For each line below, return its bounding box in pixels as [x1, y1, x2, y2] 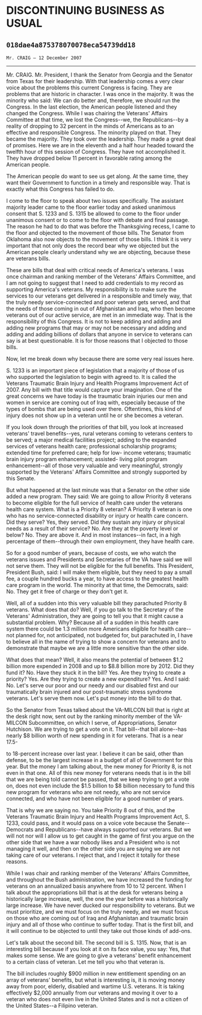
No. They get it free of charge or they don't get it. [6, 588, 129, 595]
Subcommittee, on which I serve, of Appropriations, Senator [28, 719, 177, 726]
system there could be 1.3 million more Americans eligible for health [6, 625, 174, 632]
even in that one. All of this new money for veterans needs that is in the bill [6, 769, 191, 776]
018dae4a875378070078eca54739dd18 [6, 40, 136, 49]
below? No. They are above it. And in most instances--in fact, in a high [6, 532, 181, 538]
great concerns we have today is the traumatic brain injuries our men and [6, 393, 188, 399]
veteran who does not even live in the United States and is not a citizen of [6, 996, 189, 1002]
